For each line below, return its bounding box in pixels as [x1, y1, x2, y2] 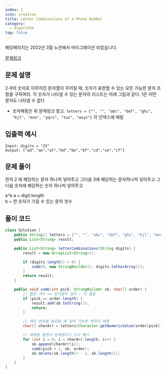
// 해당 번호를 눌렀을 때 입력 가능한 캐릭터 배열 [23, 319, 110, 324]
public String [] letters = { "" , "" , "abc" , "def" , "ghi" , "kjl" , [14, 232, 152, 238]
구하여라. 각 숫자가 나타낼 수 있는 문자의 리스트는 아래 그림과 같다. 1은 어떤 [14, 91, 157, 97]
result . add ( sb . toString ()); [31, 301, 90, 306]
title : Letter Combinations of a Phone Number [5, 16, 103, 21]
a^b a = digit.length [5, 193, 44, 199]
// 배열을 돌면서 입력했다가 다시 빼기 [23, 332, 89, 337]
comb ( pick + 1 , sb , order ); [31, 346, 90, 351]
